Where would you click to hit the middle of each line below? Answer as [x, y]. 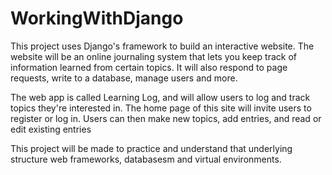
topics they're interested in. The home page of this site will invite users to [161, 108]
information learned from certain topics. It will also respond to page [149, 67]
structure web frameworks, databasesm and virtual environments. [146, 159]
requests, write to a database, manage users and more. [124, 78]
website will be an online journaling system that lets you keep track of [153, 56]
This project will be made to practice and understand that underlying [151, 148]
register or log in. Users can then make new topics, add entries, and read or [166, 118]
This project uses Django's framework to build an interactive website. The [162, 46]
